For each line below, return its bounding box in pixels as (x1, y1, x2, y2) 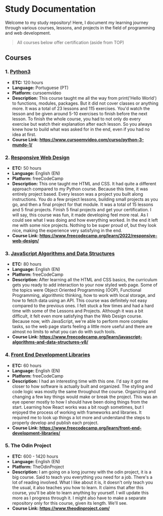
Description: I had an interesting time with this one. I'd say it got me (12, 378, 148, 384)
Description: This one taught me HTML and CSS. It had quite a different (12, 180, 157, 186)
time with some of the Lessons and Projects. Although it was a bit (12, 308, 144, 314)
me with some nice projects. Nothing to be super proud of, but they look (12, 222, 157, 228)
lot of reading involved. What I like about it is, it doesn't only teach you (12, 479, 153, 485)
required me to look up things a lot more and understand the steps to (12, 414, 150, 420)
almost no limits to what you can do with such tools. (12, 329, 116, 335)
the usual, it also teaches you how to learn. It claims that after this (12, 484, 144, 490)
